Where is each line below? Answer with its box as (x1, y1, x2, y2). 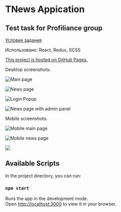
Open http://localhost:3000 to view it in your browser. (5, 201, 117, 207)
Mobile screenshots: (5, 115, 48, 121)
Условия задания (5, 37, 42, 43)
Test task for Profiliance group (5, 24, 103, 32)
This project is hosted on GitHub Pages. (5, 57, 88, 63)
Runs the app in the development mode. (5, 196, 88, 202)
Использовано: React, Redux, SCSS (5, 47, 81, 53)
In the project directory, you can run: (5, 173, 81, 179)
